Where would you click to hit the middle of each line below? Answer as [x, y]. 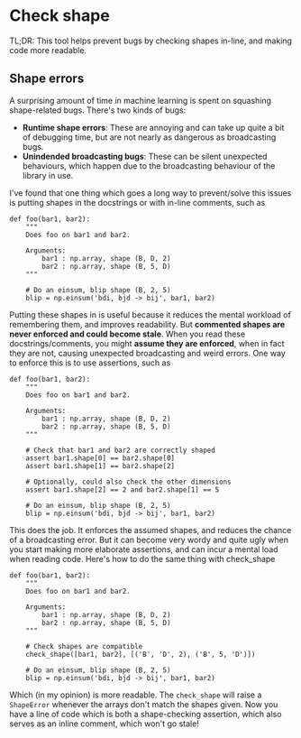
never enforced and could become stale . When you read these [128, 334]
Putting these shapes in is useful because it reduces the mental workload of [150, 314]
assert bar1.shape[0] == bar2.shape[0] [100, 458]
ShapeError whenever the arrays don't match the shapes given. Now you [144, 704]
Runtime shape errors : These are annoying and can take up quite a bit [153, 127]
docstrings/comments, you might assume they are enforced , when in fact [147, 343]
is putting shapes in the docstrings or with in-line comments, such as [137, 202]
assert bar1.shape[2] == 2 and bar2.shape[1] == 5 [123, 489]
